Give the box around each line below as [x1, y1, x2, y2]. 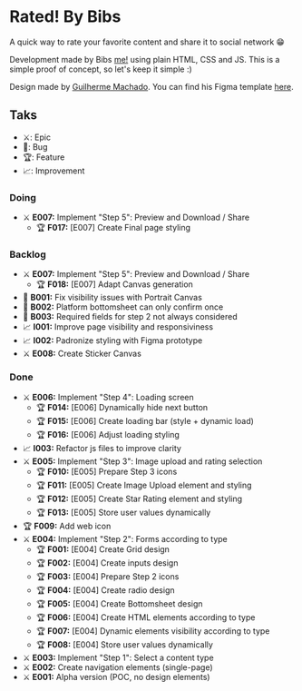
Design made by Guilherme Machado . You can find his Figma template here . [9, 81, 294, 92]
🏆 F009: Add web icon [22, 520, 112, 531]
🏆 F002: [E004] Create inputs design [35, 557, 179, 568]
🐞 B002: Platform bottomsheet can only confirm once [22, 301, 224, 312]
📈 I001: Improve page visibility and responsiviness [22, 321, 214, 332]
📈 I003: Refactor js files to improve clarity [22, 442, 181, 453]
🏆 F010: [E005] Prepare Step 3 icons [35, 466, 178, 477]
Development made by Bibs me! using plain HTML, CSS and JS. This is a [9, 54, 280, 64]
